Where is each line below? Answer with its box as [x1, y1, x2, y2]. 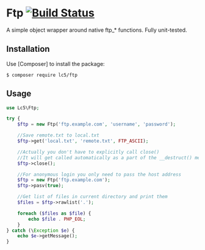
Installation [6, 44, 50, 54]
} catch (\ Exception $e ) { [6, 227, 75, 234]
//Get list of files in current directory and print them [17, 194, 168, 200]
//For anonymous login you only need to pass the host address [17, 171, 182, 177]
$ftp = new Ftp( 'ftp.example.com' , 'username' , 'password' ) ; [17, 121, 176, 127]
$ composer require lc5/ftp [6, 72, 78, 78]
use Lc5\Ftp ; [6, 104, 40, 111]
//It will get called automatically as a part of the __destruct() [17, 154, 192, 161]
